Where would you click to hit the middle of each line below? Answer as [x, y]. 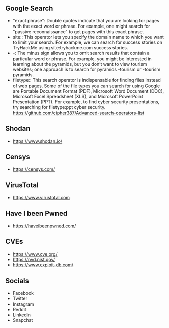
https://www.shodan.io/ [37, 141]
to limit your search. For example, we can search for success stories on [88, 42]
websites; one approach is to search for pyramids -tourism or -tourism [87, 69]
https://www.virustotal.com [41, 198]
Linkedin [22, 315]
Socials [17, 281]
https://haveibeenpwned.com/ [44, 226]
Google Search [29, 8]
